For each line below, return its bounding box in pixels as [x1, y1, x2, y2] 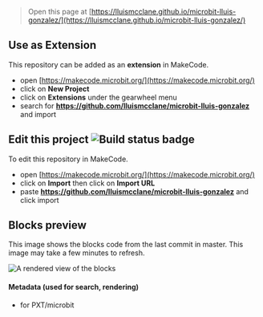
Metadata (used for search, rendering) [8, 282, 139, 292]
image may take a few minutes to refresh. [8, 248, 145, 258]
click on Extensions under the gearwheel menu [19, 92, 178, 102]
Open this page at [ [27, 7, 92, 16]
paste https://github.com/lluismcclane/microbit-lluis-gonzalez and [19, 186, 249, 196]
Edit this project [8, 132, 89, 147]
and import [19, 109, 57, 119]
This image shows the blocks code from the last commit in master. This [8, 240, 244, 250]
